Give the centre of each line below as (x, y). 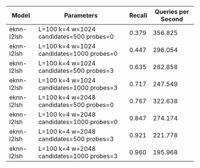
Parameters (81, 15)
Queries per (172, 12)
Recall (138, 15)
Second (172, 19)
